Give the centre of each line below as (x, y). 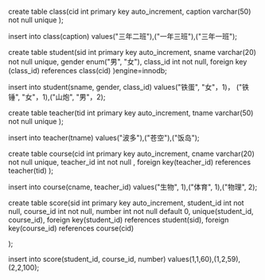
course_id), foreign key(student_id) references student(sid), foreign (119, 220)
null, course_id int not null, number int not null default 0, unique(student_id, (131, 211)
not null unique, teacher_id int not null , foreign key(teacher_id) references (130, 162)
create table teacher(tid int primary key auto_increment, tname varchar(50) (131, 113)
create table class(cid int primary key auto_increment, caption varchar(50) (130, 12)
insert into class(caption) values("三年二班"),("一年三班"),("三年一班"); (123, 36)
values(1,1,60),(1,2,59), (204, 259)
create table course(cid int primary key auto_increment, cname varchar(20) (131, 154)
